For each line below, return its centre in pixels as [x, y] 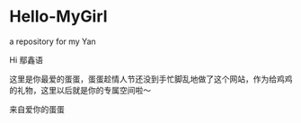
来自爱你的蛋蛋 [37, 109]
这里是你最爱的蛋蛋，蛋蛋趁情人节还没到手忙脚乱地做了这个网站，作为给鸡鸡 [151, 79]
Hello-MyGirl [58, 17]
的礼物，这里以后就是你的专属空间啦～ [80, 90]
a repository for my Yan [53, 41]
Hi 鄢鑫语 [26, 59]
